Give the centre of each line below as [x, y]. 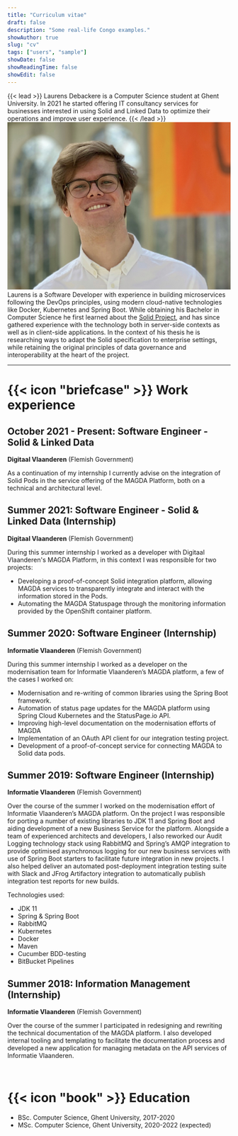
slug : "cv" [23, 45]
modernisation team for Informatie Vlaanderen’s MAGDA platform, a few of [116, 671]
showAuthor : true [33, 38]
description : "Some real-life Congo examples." [79, 30]
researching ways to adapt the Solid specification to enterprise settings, [112, 339]
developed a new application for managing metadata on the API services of [117, 1048]
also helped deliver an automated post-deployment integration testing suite [117, 866]
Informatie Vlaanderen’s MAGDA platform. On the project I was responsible [116, 814]
